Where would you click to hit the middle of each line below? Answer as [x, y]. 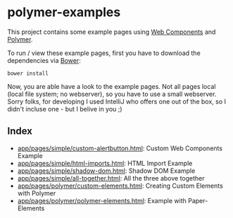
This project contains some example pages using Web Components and [112, 32]
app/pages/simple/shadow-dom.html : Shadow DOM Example [106, 171]
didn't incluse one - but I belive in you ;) [65, 109]
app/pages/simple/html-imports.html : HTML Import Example [105, 163]
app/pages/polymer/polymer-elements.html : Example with [102, 200]
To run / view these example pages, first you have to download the [104, 53]
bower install [28, 73]
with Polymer [37, 193]
